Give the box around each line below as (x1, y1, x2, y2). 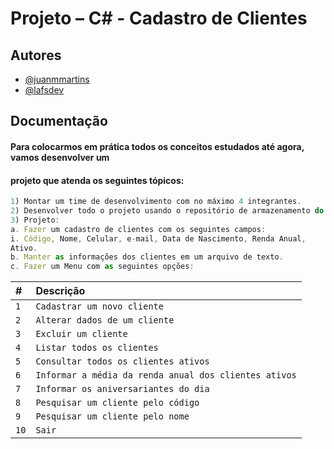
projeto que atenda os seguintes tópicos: (10, 174, 185, 186)
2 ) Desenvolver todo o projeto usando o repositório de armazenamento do (10, 206, 325, 216)
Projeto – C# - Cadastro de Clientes (10, 7, 308, 30)
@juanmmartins (24, 73, 90, 85)
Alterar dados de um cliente (35, 315, 175, 326)
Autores (10, 47, 62, 64)
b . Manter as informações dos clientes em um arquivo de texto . (10, 252, 284, 262)
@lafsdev (24, 84, 65, 96)
